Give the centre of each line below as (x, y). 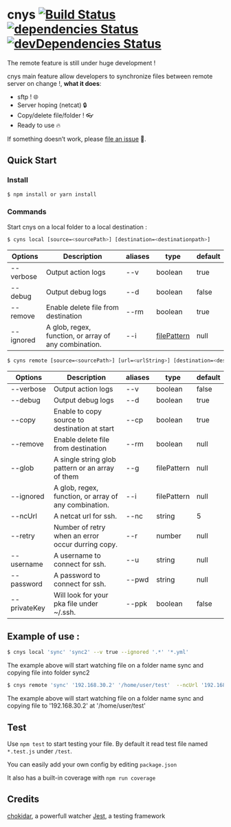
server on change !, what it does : (54, 83)
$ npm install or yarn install (52, 194)
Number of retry (80, 527)
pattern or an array (84, 468)
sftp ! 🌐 (28, 97)
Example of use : (44, 636)
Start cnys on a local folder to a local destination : (77, 227)
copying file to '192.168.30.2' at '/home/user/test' (76, 706)
